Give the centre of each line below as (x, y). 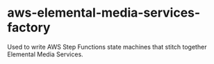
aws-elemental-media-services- (104, 13)
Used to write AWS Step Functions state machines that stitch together (107, 47)
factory (29, 27)
